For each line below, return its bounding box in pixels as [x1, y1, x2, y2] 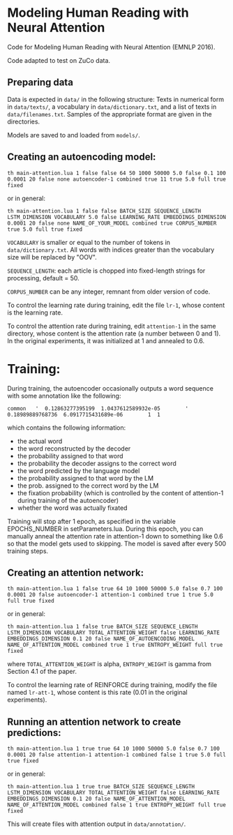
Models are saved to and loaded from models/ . [7, 130, 141, 139]
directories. [7, 117, 40, 126]
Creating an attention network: [7, 566, 144, 578]
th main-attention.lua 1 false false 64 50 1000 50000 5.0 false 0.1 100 [7, 170, 227, 176]
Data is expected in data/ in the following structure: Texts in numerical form [7, 95, 225, 103]
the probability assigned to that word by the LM [17, 474, 154, 482]
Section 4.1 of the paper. [7, 668, 77, 676]
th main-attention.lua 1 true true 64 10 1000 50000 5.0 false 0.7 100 [7, 745, 220, 753]
